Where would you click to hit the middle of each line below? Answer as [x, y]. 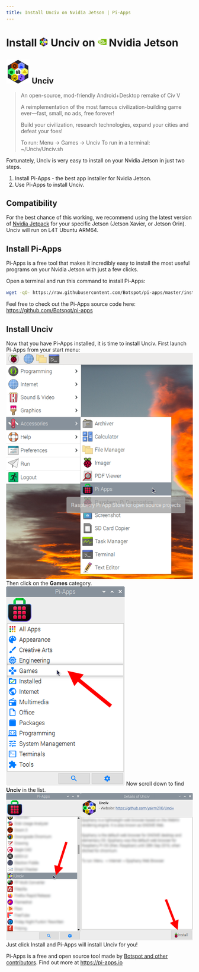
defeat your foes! [42, 131]
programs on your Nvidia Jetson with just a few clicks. [72, 269]
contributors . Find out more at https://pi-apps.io [65, 962]
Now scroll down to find [155, 783]
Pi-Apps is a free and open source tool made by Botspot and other [87, 956]
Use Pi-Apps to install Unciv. [49, 184]
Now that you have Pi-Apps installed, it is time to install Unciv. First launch [96, 343]
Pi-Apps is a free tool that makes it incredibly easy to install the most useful [98, 263]
